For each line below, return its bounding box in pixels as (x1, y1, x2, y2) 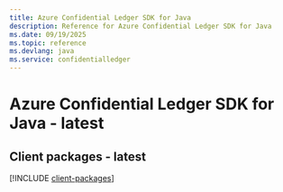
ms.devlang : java (9, 47, 75, 56)
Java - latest (9, 114, 105, 133)
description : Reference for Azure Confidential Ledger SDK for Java (9, 22, 272, 31)
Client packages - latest (9, 149, 147, 164)
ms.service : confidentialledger (9, 55, 131, 64)
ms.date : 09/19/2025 (9, 30, 87, 39)
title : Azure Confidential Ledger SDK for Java (9, 13, 192, 23)
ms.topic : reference (9, 38, 87, 48)
